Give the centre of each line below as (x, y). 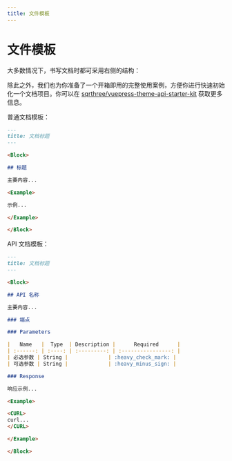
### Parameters (29, 332)
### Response (26, 376)
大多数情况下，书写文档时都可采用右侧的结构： (74, 70)
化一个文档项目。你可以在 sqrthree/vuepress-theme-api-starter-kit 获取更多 (115, 93)
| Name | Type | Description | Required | (94, 345)
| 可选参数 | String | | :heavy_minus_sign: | (92, 364)
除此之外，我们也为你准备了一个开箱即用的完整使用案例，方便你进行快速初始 (116, 85)
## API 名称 (23, 295)
